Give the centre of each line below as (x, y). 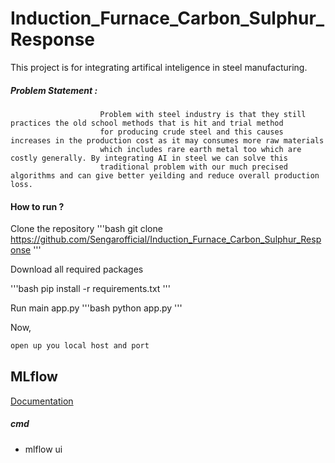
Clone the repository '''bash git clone (86, 229)
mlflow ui (43, 449)
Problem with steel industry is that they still (203, 114)
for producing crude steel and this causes (191, 132)
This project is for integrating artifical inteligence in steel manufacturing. (159, 67)
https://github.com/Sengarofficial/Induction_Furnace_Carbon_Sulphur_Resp (166, 239)
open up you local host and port (80, 346)
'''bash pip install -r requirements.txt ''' (90, 289)
